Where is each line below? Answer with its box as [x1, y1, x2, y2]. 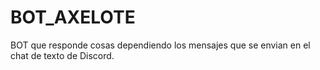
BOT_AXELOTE [10, 6, 136, 29]
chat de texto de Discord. [10, 49, 115, 61]
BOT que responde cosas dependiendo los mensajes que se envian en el [10, 39, 311, 51]
